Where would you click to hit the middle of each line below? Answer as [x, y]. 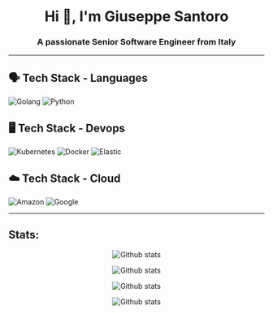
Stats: [24, 235]
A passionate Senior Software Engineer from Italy [136, 42]
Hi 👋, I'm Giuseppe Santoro [136, 17]
